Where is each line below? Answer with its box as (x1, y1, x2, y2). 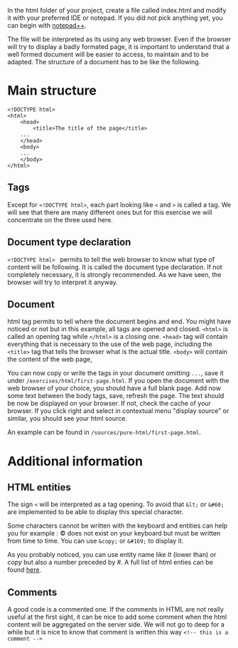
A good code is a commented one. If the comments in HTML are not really (7, 605, 224, 614)
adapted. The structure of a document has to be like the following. (7, 58, 201, 66)
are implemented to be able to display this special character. (7, 508, 184, 516)
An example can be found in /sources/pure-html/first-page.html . (7, 428, 201, 437)
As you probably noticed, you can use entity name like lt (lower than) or (7, 550, 217, 559)
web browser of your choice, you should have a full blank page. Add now (7, 384, 222, 392)
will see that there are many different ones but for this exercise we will (7, 208, 212, 216)
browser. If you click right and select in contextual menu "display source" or (7, 407, 229, 415)
